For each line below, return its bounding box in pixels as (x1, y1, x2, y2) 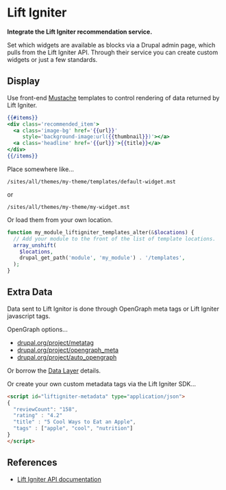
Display (7, 76, 40, 87)
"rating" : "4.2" (13, 412, 63, 419)
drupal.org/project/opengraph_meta (16, 346, 118, 354)
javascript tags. (7, 311, 51, 320)
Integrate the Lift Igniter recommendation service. (7, 27, 153, 36)
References (7, 457, 58, 469)
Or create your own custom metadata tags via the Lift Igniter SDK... (7, 379, 197, 388)
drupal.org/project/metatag (16, 338, 95, 346)
